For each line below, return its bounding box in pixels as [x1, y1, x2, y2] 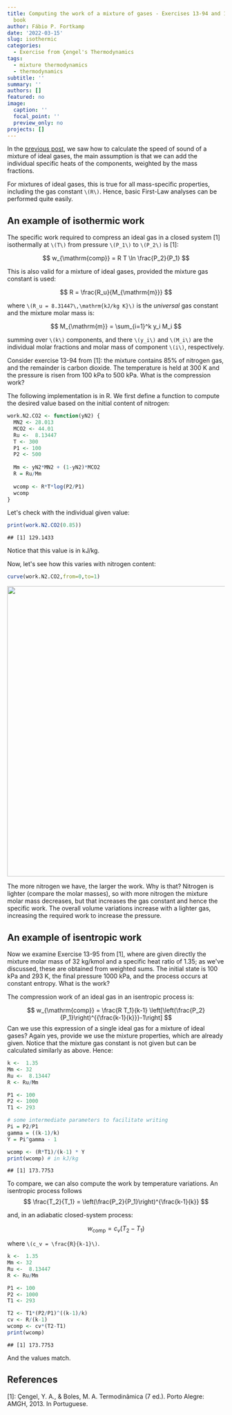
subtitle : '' [7, 74, 45, 82]
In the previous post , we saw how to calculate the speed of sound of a [7, 144, 207, 153]
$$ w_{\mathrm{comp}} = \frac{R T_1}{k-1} [26, 1006, 148, 1014]
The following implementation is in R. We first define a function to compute [7, 392, 220, 400]
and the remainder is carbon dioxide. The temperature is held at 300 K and [7, 364, 220, 372]
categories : [7, 42, 41, 49]
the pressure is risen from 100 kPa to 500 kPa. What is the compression [7, 371, 211, 379]
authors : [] [7, 87, 41, 94]
